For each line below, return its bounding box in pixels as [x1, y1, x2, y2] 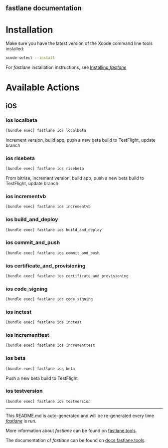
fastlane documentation [5, 4, 82, 12]
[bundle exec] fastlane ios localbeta [5, 128, 86, 133]
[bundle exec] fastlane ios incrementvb [5, 204, 91, 209]
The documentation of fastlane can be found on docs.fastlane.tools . [5, 437, 146, 443]
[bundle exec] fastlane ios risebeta [5, 166, 84, 171]
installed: [5, 46, 24, 52]
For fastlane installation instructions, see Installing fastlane [5, 64, 127, 70]
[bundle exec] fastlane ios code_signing [5, 297, 93, 302]
